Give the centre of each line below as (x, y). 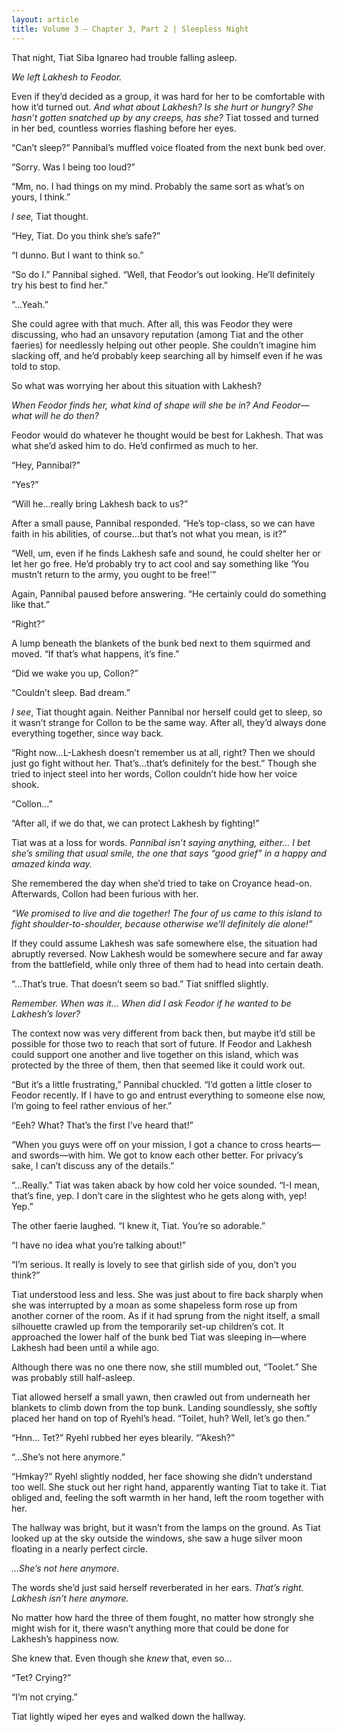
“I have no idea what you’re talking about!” (98, 1245)
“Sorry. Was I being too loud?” (73, 167)
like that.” (30, 604)
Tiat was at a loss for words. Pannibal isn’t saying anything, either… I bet (161, 842)
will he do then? (66, 415)
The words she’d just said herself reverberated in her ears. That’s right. (157, 1587)
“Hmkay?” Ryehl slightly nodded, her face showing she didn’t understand (162, 1476)
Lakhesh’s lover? (46, 1013)
